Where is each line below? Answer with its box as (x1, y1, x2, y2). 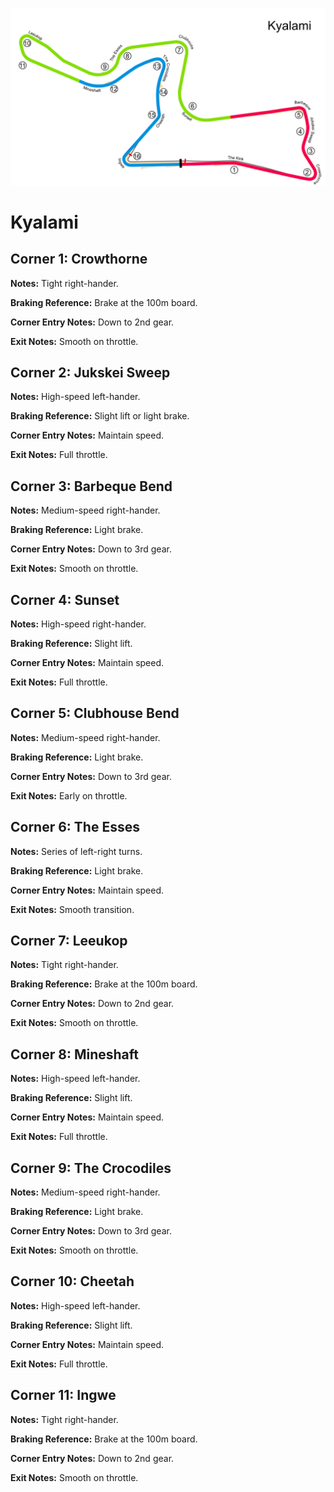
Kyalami (10, 211, 79, 233)
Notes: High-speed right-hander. (10, 618, 147, 630)
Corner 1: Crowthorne (10, 251, 148, 268)
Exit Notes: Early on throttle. (10, 789, 128, 802)
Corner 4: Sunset (10, 591, 120, 608)
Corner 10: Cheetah (10, 1273, 135, 1290)
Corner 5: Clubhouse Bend (10, 705, 180, 722)
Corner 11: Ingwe (10, 1387, 117, 1404)
